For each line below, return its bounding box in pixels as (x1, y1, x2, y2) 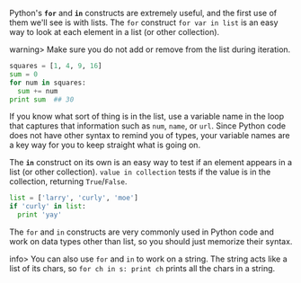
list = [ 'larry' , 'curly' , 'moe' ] (9, 193, 139, 203)
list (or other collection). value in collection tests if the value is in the (9, 166, 271, 178)
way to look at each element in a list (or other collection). (9, 27, 220, 37)
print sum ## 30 (9, 94, 75, 104)
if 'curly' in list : (9, 202, 87, 211)
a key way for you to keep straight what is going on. (9, 139, 200, 151)
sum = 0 (9, 69, 39, 79)
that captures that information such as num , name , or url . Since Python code (9, 120, 287, 131)
